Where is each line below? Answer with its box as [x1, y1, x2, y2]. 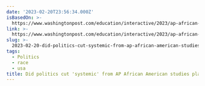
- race [12, 59, 29, 65]
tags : [6, 48, 20, 55]
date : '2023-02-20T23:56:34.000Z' [6, 8, 95, 15]
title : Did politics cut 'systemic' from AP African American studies [6, 71, 190, 77]
